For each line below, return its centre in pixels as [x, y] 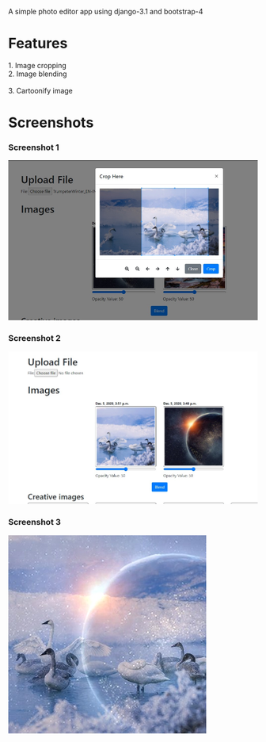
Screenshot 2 [34, 338]
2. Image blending [38, 74]
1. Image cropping [38, 65]
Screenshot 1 [34, 147]
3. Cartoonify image [41, 90]
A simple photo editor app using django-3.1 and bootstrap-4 [106, 11]
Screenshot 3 [35, 522]
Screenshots [51, 123]
